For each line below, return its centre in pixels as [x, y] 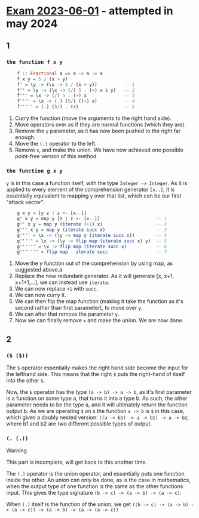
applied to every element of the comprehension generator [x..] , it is [91, 190]
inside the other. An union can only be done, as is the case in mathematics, [99, 480]
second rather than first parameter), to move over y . [79, 308]
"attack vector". [25, 202]
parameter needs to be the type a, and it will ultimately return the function [97, 405]
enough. [25, 137]
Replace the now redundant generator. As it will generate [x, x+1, [94, 276]
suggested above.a [39, 270]
